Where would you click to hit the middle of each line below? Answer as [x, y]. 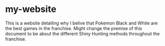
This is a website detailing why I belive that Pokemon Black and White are [81, 23]
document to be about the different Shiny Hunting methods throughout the [82, 33]
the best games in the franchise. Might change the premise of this [74, 28]
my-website [31, 9]
